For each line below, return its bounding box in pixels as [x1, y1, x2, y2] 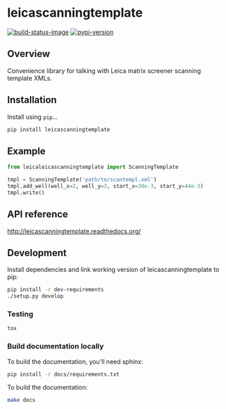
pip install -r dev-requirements [7, 287, 104, 294]
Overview [7, 48, 51, 60]
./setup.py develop [7, 293, 64, 300]
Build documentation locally [7, 342, 104, 351]
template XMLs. [7, 74, 52, 82]
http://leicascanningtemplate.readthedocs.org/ [7, 227, 141, 235]
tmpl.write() [7, 189, 45, 196]
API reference [7, 209, 68, 220]
